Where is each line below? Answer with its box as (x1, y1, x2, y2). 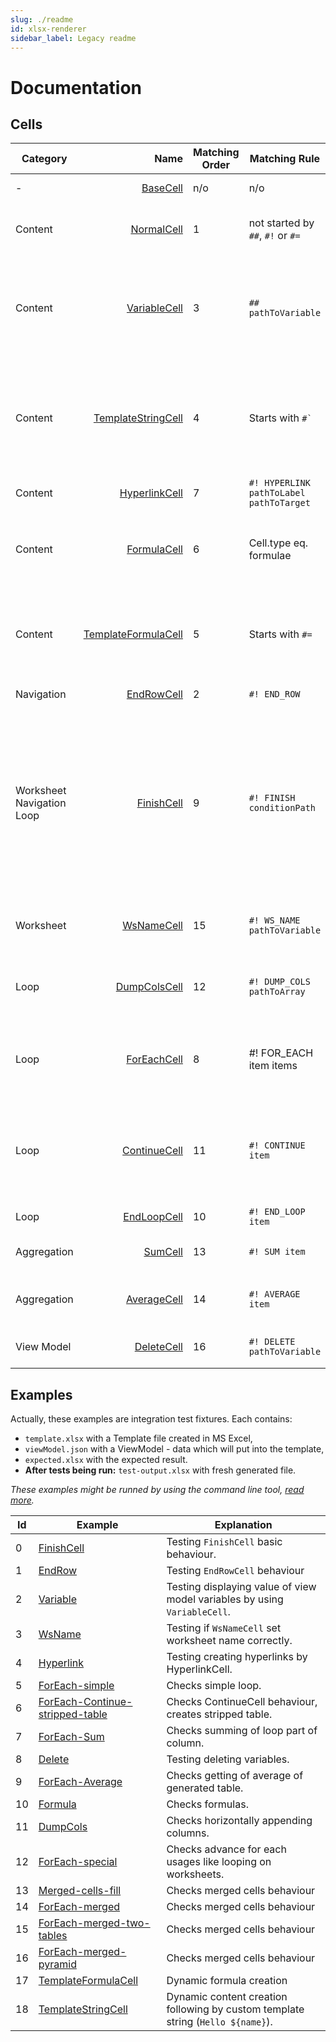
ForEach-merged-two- (38, 1916, 151, 1930)
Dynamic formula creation (166, 1974, 288, 1988)
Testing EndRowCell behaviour (166, 1564, 305, 1578)
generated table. (166, 1781, 244, 1795)
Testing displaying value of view (166, 1580, 317, 1594)
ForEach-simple (38, 1679, 115, 1693)
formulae (248, 549, 292, 563)
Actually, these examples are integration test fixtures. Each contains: (10, 1413, 293, 1425)
